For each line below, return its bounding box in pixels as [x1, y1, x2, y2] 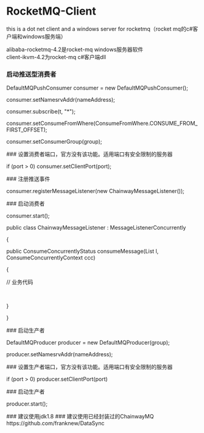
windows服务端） [22, 32, 66, 40]
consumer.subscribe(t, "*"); [6, 108, 76, 115]
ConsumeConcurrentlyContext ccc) [6, 254, 96, 261]
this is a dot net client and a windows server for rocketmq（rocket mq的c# [6, 25, 193, 32]
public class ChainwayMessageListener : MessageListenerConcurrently [6, 224, 186, 231]
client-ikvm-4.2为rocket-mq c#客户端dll [6, 53, 107, 60]
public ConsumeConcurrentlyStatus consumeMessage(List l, [6, 248, 159, 255]
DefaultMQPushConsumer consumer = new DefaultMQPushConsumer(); [6, 84, 189, 92]
